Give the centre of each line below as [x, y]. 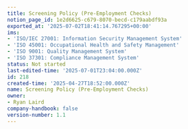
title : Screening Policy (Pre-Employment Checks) [80, 13]
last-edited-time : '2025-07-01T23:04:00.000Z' [75, 70]
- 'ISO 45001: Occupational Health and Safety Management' [93, 45]
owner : [16, 96]
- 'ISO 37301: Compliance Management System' [73, 58]
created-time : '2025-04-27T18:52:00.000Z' [69, 83]
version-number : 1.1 [37, 115]
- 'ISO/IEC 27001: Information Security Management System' [95, 39]
